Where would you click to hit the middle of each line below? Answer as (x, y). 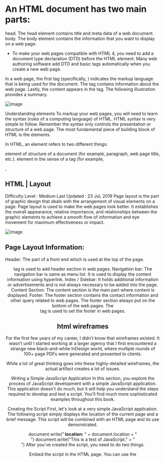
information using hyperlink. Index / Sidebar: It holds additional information (83, 279)
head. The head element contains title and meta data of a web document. (80, 33)
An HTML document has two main (76, 9)
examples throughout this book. (83, 399)
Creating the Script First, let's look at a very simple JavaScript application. (83, 409)
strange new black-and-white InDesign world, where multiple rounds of (83, 349)
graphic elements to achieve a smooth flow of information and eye (72, 217)
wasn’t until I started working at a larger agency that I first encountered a (83, 343)
